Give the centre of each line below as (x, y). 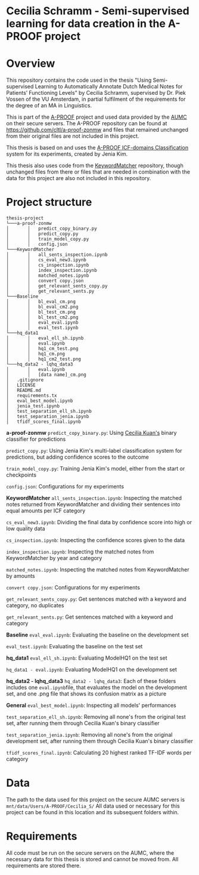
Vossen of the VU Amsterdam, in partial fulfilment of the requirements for (96, 99)
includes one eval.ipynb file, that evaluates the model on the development (97, 688)
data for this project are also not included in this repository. (79, 178)
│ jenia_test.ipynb (33, 406)
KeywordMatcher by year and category (54, 558)
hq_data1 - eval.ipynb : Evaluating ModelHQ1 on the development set (92, 670)
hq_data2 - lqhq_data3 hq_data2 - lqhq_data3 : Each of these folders (91, 681)
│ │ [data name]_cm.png (46, 375)
